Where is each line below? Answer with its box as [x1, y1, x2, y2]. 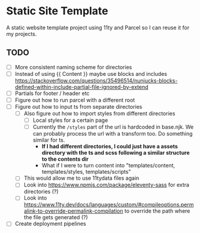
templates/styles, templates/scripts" [41, 168, 131, 176]
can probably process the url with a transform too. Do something [32, 130, 193, 137]
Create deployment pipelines [14, 220, 86, 228]
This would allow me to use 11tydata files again [23, 174, 140, 182]
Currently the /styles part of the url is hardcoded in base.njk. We [32, 124, 194, 131]
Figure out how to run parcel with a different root [14, 96, 135, 103]
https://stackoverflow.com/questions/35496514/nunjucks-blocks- [14, 76, 178, 84]
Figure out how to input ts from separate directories [14, 103, 143, 110]
